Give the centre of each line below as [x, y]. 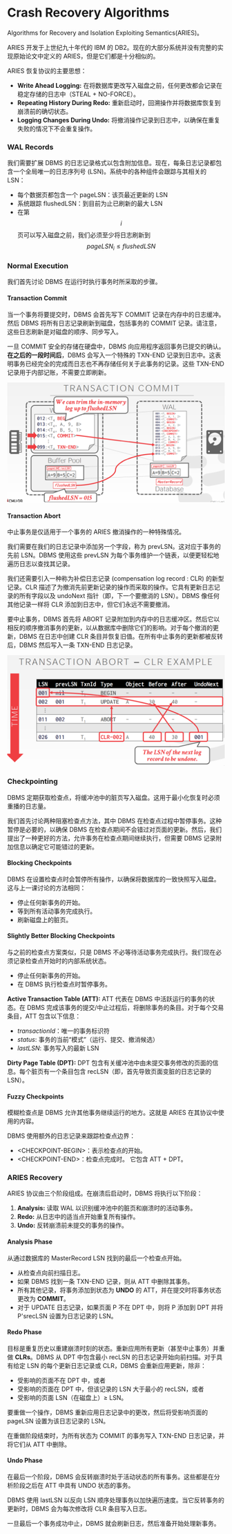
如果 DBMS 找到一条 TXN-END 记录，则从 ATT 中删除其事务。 [105, 1281]
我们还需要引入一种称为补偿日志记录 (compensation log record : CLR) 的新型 [116, 579]
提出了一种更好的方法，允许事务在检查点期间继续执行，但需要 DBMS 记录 [112, 838]
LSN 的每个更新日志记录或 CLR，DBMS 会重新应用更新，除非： [117, 1365]
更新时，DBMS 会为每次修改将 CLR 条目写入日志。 [79, 1509]
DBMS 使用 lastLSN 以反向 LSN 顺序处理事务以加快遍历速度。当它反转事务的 [116, 1500]
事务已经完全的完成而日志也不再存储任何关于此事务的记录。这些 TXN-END [118, 364]
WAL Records [30, 147]
